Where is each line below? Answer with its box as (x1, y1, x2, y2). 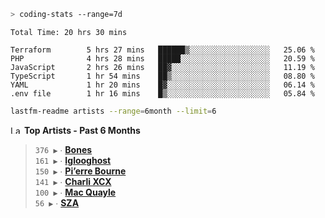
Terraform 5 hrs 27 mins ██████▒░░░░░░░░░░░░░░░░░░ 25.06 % (10, 45, 315, 55)
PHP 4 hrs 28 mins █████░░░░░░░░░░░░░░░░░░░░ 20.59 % (10, 53, 315, 64)
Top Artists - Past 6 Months (23, 124, 141, 136)
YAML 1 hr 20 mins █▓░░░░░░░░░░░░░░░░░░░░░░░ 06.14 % (10, 80, 315, 90)
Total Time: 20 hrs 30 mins (10, 27, 128, 37)
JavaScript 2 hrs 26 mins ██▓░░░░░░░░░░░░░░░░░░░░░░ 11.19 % (10, 62, 315, 72)
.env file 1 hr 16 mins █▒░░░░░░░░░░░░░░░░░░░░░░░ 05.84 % (10, 88, 315, 99)
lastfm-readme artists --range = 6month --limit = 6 (10, 106, 217, 116)
